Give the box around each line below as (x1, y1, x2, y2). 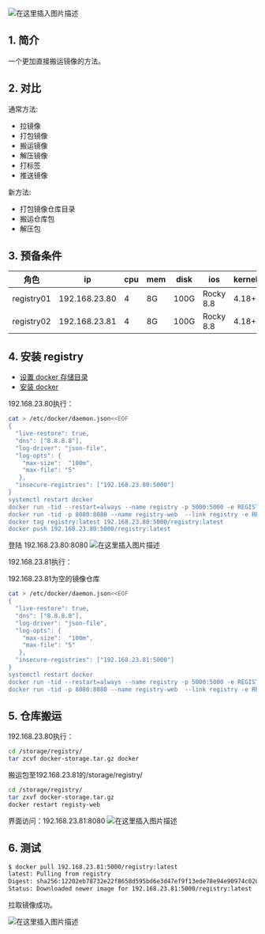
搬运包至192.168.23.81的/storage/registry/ (8, 770, 144, 780)
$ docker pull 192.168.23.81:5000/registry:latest (8, 863, 178, 871)
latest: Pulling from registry (8, 870, 111, 878)
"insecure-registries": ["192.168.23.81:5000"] (15, 656, 175, 664)
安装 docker (19, 382, 59, 391)
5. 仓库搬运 (8, 709, 62, 723)
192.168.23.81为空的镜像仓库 (8, 574, 100, 584)
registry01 (12, 293, 51, 304)
